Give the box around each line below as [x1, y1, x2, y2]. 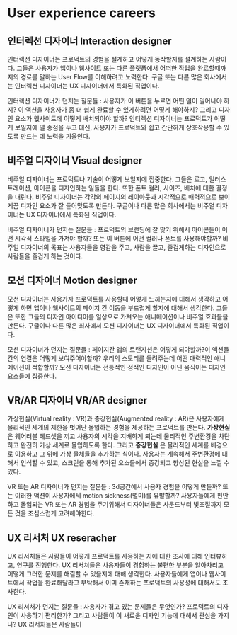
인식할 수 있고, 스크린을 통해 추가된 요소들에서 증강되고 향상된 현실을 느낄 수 [20, 459, 230, 467]
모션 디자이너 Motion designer [7, 275, 138, 287]
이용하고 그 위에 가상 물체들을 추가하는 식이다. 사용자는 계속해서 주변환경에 [14, 450, 221, 458]
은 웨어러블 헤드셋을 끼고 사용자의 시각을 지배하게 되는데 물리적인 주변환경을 [7, 432, 217, 440]
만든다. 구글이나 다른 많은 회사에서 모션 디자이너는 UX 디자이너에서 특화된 [7, 321, 211, 330]
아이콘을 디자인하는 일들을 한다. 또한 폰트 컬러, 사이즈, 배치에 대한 [33, 183, 214, 192]
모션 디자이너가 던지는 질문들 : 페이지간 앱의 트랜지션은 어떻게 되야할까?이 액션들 [7, 345, 230, 353]
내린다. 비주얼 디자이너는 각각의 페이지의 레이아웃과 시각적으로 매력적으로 [14, 193, 217, 201]
